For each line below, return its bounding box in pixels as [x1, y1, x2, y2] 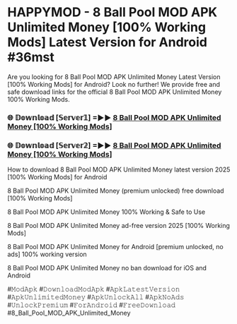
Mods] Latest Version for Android [7, 35, 207, 50]
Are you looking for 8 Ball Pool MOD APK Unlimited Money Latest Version [7, 72, 221, 81]
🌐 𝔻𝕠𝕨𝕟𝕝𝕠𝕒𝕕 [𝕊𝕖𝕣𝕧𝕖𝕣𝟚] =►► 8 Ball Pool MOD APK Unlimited [7, 140, 221, 150]
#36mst [7, 49, 54, 66]
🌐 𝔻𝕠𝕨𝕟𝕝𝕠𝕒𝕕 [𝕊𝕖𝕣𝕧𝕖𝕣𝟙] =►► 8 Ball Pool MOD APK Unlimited [7, 112, 221, 122]
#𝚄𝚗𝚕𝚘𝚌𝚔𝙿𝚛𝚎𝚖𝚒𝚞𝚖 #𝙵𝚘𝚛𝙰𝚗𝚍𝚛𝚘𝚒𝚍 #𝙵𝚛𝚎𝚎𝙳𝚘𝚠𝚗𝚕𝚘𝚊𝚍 [7, 301, 175, 309]
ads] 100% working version [7, 250, 87, 258]
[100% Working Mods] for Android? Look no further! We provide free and [7, 80, 221, 88]
